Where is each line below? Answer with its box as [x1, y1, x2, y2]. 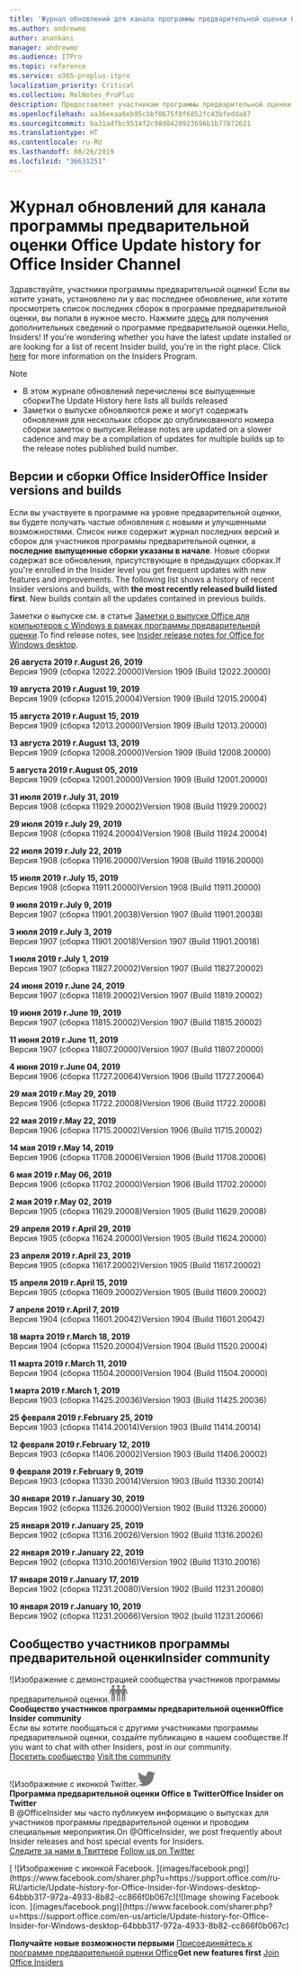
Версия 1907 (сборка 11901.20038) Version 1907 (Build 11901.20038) [9, 908, 263, 919]
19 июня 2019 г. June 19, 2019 [9, 1007, 122, 1018]
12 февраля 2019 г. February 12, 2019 [9, 1439, 151, 1450]
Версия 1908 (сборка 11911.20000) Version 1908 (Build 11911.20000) [9, 881, 262, 892]
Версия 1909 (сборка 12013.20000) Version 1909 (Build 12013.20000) [9, 720, 268, 730]
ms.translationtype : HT [9, 129, 99, 138]
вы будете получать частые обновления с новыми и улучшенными [9, 516, 267, 527]
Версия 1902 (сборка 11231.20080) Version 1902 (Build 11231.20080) [9, 1583, 264, 1594]
